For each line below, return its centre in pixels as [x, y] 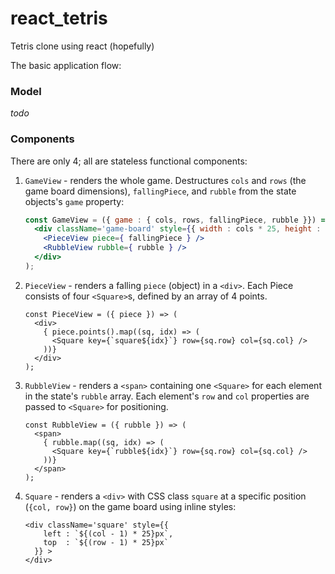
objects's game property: [74, 201]
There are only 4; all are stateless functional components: [129, 161]
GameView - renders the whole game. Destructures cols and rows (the [165, 180]
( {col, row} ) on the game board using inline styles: [130, 506]
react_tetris [59, 18]
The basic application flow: [66, 65]
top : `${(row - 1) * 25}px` [106, 542]
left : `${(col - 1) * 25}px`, [108, 533]
